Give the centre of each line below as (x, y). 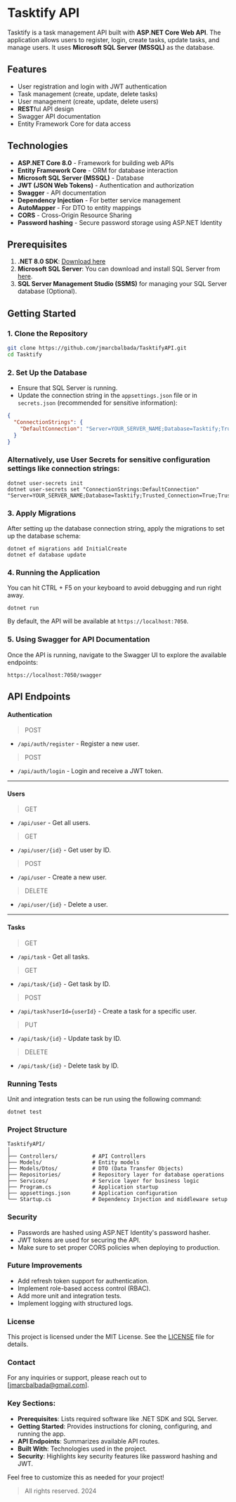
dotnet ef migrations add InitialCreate (67, 549)
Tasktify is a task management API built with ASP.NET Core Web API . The (114, 32)
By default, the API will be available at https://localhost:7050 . (98, 621)
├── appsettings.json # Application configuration (92, 1193)
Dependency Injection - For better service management (99, 200)
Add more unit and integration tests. (69, 1295)
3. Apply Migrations (41, 513)
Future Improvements (45, 1265)
